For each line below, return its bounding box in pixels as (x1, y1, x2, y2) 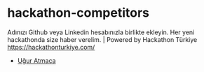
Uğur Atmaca (17, 56, 56, 64)
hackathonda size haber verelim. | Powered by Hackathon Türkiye (7, 35, 198, 43)
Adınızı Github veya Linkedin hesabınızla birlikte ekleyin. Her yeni (7, 28, 195, 36)
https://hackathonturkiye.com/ (7, 43, 95, 51)
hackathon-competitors (7, 5, 149, 21)
